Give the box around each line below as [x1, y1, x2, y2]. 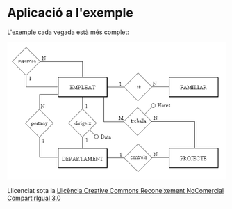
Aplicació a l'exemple [7, 5, 133, 21]
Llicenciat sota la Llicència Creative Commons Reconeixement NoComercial [7, 186, 224, 194]
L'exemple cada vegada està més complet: [7, 28, 130, 36]
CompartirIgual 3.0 [7, 194, 61, 202]
